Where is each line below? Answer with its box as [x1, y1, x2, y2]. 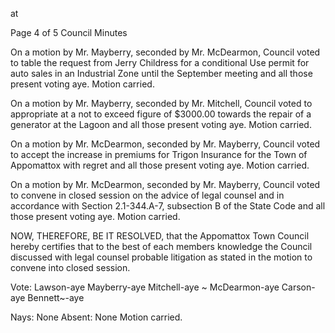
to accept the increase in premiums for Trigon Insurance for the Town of [10, 149, 308, 160]
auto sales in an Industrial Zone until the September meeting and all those [10, 68, 313, 79]
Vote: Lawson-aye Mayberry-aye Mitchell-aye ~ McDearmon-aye [10, 281, 280, 293]
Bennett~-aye [27, 292, 85, 303]
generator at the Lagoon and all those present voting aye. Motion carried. [10, 119, 312, 130]
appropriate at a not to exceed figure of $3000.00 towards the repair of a [10, 108, 312, 120]
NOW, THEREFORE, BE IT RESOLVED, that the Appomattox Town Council [10, 230, 310, 242]
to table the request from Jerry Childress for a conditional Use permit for [10, 57, 310, 68]
